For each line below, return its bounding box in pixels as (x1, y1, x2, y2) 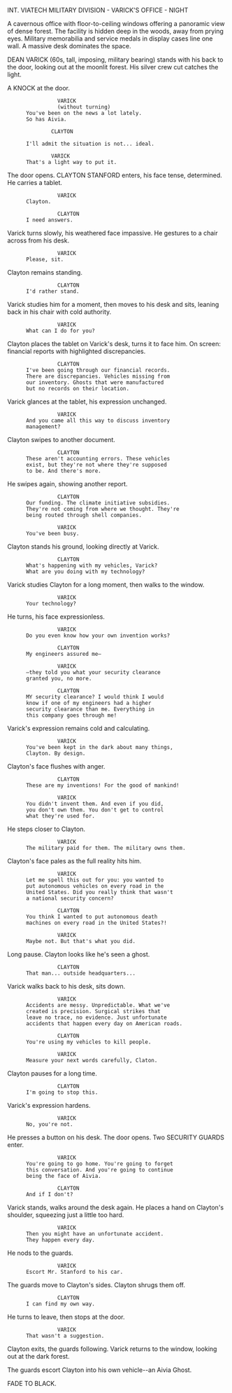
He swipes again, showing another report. (7, 480, 128, 488)
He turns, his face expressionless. (7, 612, 105, 621)
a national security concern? (25, 895, 114, 902)
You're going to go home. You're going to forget (25, 1160, 173, 1167)
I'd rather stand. (25, 288, 80, 295)
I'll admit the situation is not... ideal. (25, 140, 155, 147)
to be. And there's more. (25, 467, 101, 474)
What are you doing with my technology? (25, 568, 145, 575)
